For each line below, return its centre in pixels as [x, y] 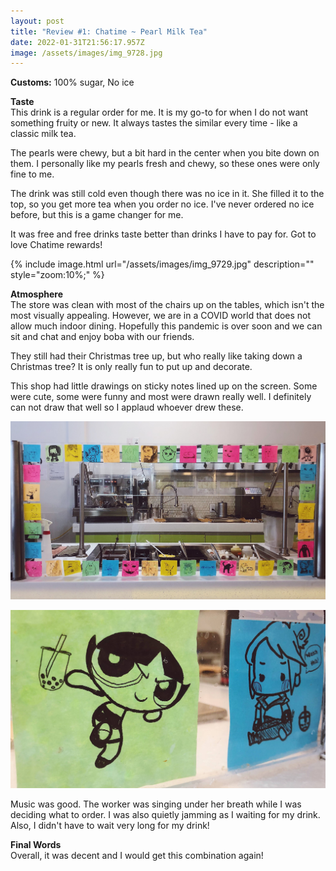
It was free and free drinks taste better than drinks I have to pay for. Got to [163, 234]
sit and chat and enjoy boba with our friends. [102, 337]
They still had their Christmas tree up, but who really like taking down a [156, 356]
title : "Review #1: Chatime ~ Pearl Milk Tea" [109, 31]
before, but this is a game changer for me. [97, 215]
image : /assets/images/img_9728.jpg [86, 53]
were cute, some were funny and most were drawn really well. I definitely [161, 397]
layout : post [37, 21]
